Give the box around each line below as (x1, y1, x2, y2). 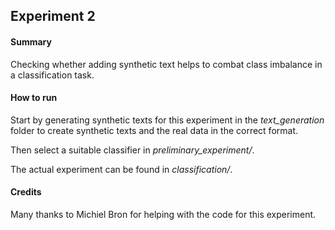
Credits (10, 186, 42, 198)
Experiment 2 (10, 8, 96, 25)
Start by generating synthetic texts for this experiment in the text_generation (10, 114, 325, 126)
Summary (10, 35, 52, 48)
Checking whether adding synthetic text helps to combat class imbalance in (10, 58, 323, 70)
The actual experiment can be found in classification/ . (10, 163, 233, 175)
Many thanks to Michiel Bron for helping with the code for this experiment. (10, 209, 317, 220)
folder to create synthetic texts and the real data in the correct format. (10, 124, 299, 136)
